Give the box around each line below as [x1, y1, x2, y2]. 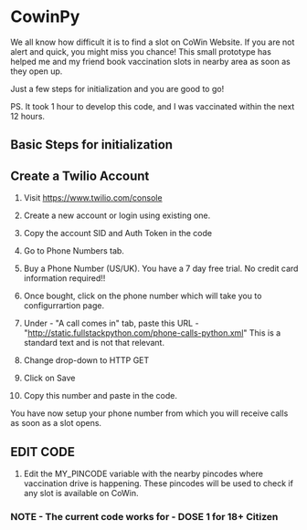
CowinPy [10, 6, 80, 27]
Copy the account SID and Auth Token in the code [23, 228, 213, 239]
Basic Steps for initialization [10, 137, 173, 152]
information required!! [23, 273, 106, 284]
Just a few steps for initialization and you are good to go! [10, 83, 225, 94]
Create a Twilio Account [10, 168, 150, 183]
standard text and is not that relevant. [23, 338, 165, 348]
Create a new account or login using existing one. [23, 210, 211, 221]
